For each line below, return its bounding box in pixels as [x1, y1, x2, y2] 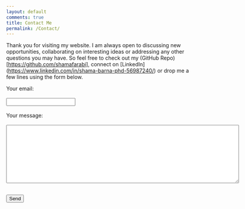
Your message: [6, 112, 44, 119]
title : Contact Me [6, 20, 52, 26]
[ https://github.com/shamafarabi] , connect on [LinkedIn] [6, 61, 145, 68]
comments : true [6, 14, 44, 20]
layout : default [6, 8, 47, 15]
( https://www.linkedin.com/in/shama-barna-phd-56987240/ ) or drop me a [6, 67, 189, 75]
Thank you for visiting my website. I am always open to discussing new [6, 42, 181, 49]
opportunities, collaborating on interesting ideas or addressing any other [6, 48, 185, 56]
